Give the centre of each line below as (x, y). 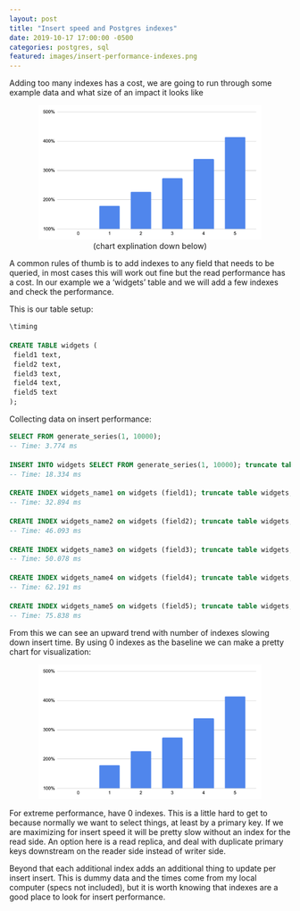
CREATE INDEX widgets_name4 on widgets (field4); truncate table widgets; (151, 578)
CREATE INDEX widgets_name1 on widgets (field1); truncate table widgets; (151, 493)
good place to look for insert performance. (87, 897)
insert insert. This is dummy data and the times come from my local (133, 878)
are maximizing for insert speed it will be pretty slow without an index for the (150, 832)
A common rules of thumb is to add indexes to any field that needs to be (142, 263)
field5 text (35, 393)
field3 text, (37, 374)
